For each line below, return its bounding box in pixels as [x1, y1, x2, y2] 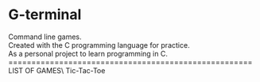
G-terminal [8, 6, 82, 24]
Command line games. [8, 32, 82, 41]
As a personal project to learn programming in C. [8, 49, 169, 58]
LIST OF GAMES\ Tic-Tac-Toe [8, 65, 106, 75]
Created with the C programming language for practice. [8, 40, 190, 49]
